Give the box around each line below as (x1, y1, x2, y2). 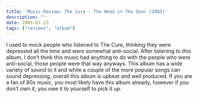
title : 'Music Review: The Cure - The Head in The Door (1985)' (6, 8, 168, 15)
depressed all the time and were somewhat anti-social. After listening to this (6, 48, 191, 55)
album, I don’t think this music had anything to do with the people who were (6, 54, 191, 61)
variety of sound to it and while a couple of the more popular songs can (6, 66, 180, 74)
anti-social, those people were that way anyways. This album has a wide (6, 60, 183, 67)
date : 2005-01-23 (6, 19, 49, 25)
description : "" (6, 14, 46, 20)
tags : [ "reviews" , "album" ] (6, 25, 76, 31)
